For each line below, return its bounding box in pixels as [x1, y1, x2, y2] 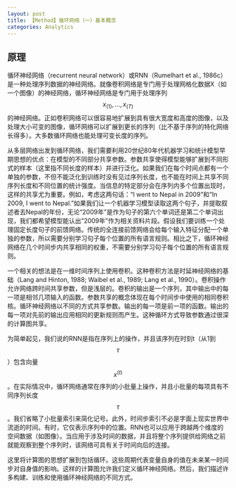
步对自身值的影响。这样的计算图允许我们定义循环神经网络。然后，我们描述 [7, 464, 223, 473]
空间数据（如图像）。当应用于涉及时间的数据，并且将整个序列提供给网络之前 [7, 432, 226, 440]
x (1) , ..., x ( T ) [103, 100, 133, 110]
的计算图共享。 [7, 319, 51, 328]
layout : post [7, 10, 46, 18]
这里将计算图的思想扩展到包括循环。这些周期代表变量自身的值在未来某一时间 [7, 455, 229, 464]
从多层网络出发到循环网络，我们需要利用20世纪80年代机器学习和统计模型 [7, 146, 220, 155]
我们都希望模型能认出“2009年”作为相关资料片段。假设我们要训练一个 [19, 216, 219, 225]
